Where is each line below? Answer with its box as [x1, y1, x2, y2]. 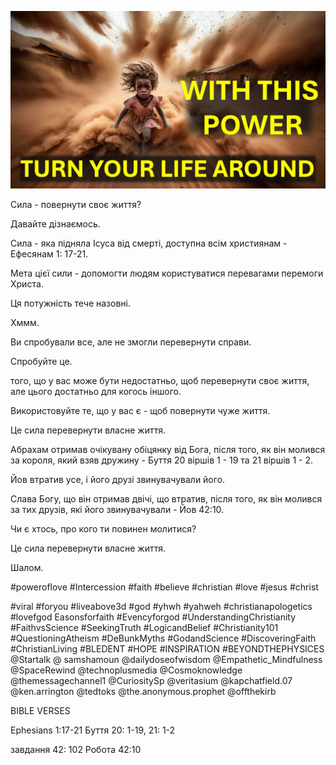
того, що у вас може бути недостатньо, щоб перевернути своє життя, [10, 374, 310, 386]
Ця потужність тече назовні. [10, 297, 131, 309]
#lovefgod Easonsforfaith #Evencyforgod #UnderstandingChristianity [10, 611, 297, 623]
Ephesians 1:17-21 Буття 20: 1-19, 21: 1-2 [10, 724, 176, 736]
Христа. [10, 277, 44, 290]
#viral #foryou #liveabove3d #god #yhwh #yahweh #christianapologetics [10, 600, 313, 612]
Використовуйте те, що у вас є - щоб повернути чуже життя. [10, 404, 271, 416]
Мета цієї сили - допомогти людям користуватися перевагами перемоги [10, 267, 324, 279]
